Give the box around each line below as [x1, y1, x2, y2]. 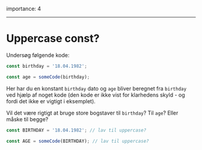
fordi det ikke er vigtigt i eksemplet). [6, 97, 96, 104]
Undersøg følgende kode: [6, 51, 70, 59]
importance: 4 [6, 5, 41, 12]
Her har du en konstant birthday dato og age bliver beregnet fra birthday [6, 85, 187, 92]
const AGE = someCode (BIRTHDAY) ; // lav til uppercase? [6, 138, 149, 144]
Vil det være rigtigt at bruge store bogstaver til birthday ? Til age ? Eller [6, 109, 179, 116]
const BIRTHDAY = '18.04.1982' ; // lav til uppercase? [6, 127, 147, 133]
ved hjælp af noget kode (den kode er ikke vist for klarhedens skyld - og [6, 91, 185, 98]
